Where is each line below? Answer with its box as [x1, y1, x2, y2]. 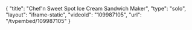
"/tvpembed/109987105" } [5, 18, 71, 24]
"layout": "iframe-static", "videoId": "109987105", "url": [5, 11, 142, 18]
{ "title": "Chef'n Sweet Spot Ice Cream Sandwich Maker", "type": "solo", [5, 5, 187, 12]
